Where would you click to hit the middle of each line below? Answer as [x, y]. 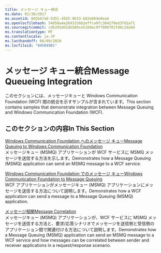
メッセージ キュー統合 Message [67, 71]
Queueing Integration [49, 82]
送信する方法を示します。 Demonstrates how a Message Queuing [86, 158]
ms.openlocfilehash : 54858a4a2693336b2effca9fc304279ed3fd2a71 [70, 23]
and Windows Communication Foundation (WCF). [54, 112]
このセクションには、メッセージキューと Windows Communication [71, 95]
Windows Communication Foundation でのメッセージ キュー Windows [74, 174]
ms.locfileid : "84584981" [31, 45]
